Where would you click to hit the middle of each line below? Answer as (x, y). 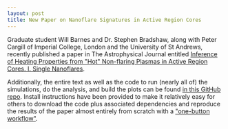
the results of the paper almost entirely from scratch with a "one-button (108, 111)
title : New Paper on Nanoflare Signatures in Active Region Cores (104, 20)
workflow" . (22, 118)
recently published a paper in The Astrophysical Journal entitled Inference (113, 54)
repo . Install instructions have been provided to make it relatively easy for (111, 96)
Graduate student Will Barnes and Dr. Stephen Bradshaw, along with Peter (112, 39)
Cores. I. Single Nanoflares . (46, 69)
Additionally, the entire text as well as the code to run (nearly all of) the (107, 82)
